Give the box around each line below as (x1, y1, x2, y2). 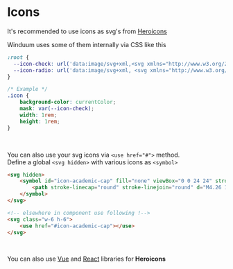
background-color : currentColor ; (19, 98, 116, 106)
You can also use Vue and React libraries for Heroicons (7, 254, 166, 263)
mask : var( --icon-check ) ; (19, 105, 95, 112)
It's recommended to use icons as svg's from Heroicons (7, 27, 168, 35)
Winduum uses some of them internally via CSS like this (7, 40, 166, 49)
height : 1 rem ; (19, 118, 60, 125)
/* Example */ (7, 86, 49, 93)
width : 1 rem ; (19, 112, 58, 119)
